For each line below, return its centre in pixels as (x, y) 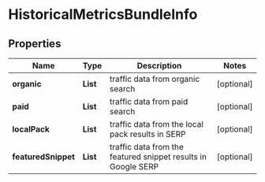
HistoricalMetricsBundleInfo (103, 15)
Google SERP (134, 167)
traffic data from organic (155, 79)
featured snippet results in (158, 157)
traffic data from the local (156, 124)
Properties (35, 44)
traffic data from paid (149, 102)
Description (159, 66)
